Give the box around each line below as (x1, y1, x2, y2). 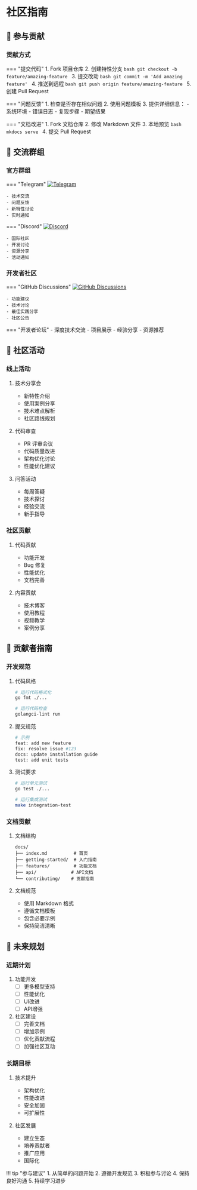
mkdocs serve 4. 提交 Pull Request (6, 128, 91, 135)
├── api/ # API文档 (14, 870, 93, 876)
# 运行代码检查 (14, 706, 48, 711)
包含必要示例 (23, 915, 55, 922)
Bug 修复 (23, 561, 46, 568)
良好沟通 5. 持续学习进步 (6, 1177, 66, 1184)
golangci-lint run (14, 711, 61, 717)
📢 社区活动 (6, 345, 45, 355)
